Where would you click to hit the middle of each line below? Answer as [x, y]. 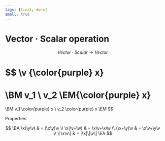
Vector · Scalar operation [57, 39]
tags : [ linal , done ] [26, 10]
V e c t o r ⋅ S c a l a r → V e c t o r [83, 52]
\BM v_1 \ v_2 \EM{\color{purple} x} [78, 95]
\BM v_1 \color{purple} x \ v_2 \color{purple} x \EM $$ [59, 109]
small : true [17, 14]
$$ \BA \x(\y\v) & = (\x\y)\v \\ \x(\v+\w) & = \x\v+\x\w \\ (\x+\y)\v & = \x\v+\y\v [83, 128]
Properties [16, 118]
